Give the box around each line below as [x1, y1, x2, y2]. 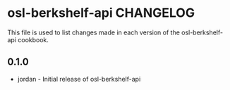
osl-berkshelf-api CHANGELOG [7, 5, 195, 21]
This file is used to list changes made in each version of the [7, 28, 180, 37]
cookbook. [17, 35, 49, 44]
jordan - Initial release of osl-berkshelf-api [17, 75, 141, 83]
